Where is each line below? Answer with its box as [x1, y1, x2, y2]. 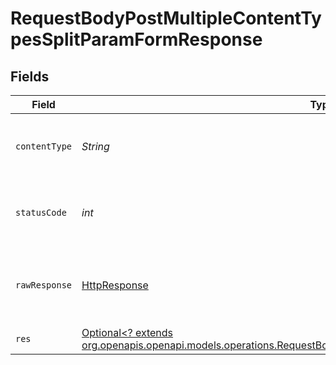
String [81, 140, 110, 153]
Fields [10, 68, 50, 85]
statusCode [15, 207, 67, 218]
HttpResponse [81, 278, 149, 292]
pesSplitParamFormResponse [10, 28, 263, 51]
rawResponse [15, 280, 73, 291]
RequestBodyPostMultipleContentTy [10, 7, 322, 30]
